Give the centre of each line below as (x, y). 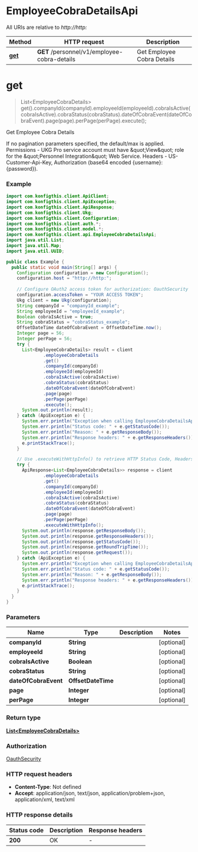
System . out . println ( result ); (57, 410)
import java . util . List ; (35, 240)
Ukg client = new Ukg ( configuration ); (64, 300)
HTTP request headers (39, 774)
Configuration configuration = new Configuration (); (83, 273)
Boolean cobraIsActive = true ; (55, 317)
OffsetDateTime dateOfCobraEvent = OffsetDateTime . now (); (89, 328)
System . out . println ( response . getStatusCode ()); (81, 542)
